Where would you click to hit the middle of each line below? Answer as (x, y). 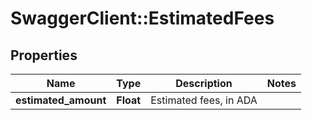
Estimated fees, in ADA (204, 100)
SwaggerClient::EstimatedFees (142, 18)
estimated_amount (61, 100)
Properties (44, 55)
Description (204, 83)
